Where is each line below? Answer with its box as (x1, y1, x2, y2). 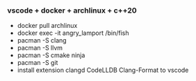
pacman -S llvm (17, 44, 63, 52)
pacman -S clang (17, 36, 67, 45)
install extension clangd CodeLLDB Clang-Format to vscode (17, 66, 189, 75)
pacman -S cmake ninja (17, 51, 85, 59)
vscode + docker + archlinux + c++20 (7, 6, 137, 15)
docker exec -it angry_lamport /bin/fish (17, 29, 130, 37)
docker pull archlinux (17, 22, 78, 30)
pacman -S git (17, 59, 58, 67)
